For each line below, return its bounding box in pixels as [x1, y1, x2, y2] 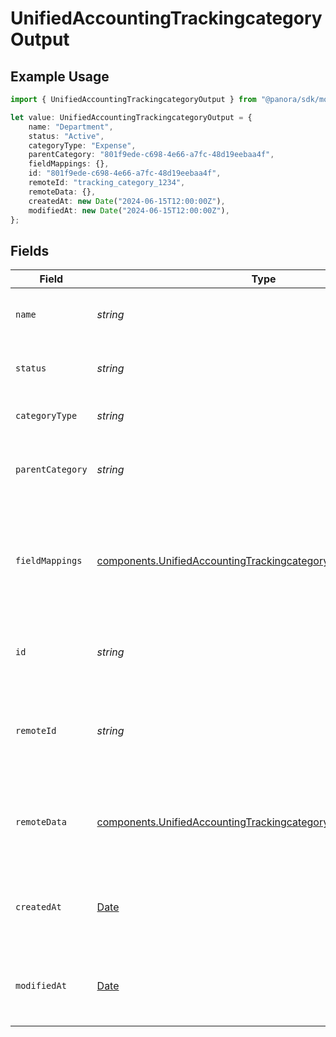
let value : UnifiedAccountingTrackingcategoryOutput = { [10, 112, 253, 122]
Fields [10, 242, 50, 259]
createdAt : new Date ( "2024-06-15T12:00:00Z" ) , [28, 196, 226, 206]
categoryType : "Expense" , [28, 140, 137, 151]
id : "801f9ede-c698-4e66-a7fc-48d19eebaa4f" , [28, 168, 222, 179]
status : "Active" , [28, 131, 105, 141]
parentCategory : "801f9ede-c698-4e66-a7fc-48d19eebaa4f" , [28, 150, 275, 160]
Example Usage [10, 68, 110, 85]
